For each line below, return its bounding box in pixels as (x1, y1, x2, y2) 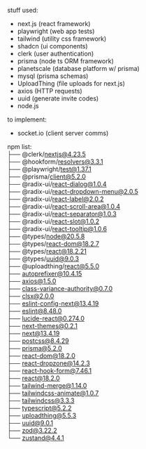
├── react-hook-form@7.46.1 (7, 367, 92, 375)
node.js (17, 102, 40, 110)
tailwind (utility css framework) (17, 34, 107, 43)
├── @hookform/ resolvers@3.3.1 (7, 157, 103, 166)
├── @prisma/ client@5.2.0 (7, 172, 86, 181)
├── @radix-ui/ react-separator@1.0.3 (7, 210, 117, 218)
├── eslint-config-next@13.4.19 (7, 299, 99, 308)
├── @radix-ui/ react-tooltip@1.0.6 (7, 225, 107, 233)
